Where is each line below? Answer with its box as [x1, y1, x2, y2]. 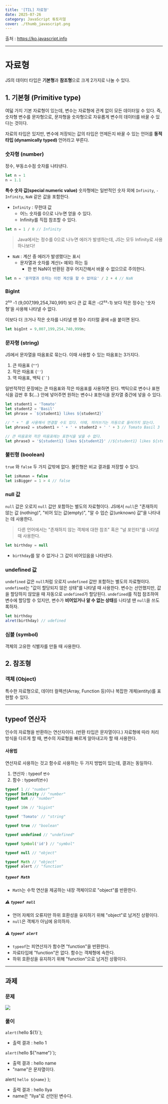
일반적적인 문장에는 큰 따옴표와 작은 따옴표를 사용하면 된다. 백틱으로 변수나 [5, 386, 151, 392]
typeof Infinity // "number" [5, 792, 66, 797]
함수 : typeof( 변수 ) [12, 777, 48, 783]
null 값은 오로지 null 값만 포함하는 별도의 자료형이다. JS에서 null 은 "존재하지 [5, 503, 158, 509]
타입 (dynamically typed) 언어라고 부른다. [5, 137, 89, 143]
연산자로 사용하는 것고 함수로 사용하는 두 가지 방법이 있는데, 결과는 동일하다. [5, 760, 153, 766]
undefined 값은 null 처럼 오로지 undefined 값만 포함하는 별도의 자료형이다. [5, 578, 150, 584]
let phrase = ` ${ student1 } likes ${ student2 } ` [5, 411, 104, 416]
